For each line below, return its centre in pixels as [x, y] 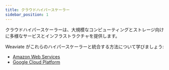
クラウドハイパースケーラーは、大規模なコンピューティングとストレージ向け [85, 29]
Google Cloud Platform [36, 62]
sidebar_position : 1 [27, 15]
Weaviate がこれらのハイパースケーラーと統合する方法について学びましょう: [85, 46]
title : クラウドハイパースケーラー [37, 10]
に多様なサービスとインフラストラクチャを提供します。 [62, 36]
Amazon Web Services [36, 56]
